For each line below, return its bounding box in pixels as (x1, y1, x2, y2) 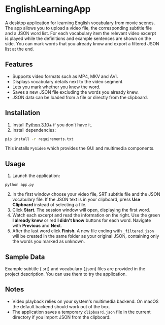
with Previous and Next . (12, 223, 63, 229)
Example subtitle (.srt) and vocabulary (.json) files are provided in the (5, 265, 146, 272)
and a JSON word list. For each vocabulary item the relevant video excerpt (5, 30, 156, 36)
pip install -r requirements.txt (5, 137, 74, 142)
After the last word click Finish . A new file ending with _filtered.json (12, 228, 154, 234)
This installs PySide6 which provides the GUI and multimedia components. (5, 145, 155, 151)
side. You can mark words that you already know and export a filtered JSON (5, 40, 159, 46)
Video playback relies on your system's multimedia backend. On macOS (12, 298, 159, 304)
